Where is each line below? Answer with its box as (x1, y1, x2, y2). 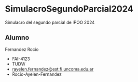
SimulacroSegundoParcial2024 (5, 3, 134, 15)
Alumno (5, 33, 29, 42)
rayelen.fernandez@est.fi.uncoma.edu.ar (12, 66, 94, 72)
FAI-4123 (12, 56, 30, 62)
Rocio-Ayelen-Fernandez (12, 71, 62, 77)
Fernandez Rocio (5, 46, 39, 52)
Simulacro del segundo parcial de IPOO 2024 (5, 19, 95, 25)
